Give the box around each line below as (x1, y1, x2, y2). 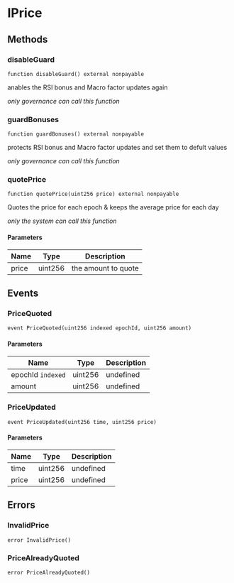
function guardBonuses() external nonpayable (7, 131, 144, 138)
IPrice (7, 5, 43, 21)
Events (7, 288, 39, 300)
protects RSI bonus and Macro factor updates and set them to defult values (7, 143, 228, 152)
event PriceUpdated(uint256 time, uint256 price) (7, 418, 157, 425)
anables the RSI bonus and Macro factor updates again (7, 83, 168, 92)
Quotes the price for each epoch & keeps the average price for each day (7, 203, 219, 212)
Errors (7, 499, 35, 511)
